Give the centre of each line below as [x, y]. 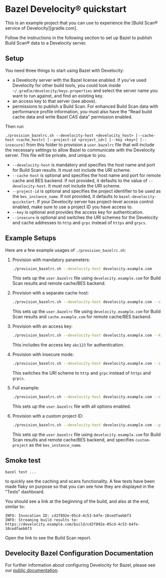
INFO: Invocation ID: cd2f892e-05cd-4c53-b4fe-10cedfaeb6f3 [68, 516]
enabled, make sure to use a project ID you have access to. [72, 207]
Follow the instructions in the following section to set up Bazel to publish [79, 38]
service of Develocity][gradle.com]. [41, 28]
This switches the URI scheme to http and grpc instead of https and [82, 373]
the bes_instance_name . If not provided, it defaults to [65, 196]
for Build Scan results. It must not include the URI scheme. [71, 170]
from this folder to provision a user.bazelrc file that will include [90, 144]
